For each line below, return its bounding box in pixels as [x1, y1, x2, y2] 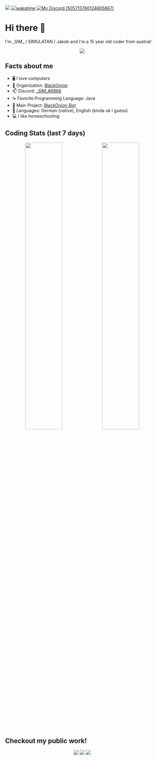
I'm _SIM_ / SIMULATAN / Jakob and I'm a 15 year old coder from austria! [5, 38, 152, 44]
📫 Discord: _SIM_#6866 [12, 88, 62, 94]
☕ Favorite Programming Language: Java [12, 95, 95, 101]
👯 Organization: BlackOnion [12, 82, 68, 88]
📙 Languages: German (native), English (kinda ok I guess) [12, 107, 128, 113]
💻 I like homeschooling [12, 113, 60, 119]
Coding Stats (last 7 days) [5, 129, 86, 137]
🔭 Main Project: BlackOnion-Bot [12, 102, 76, 108]
